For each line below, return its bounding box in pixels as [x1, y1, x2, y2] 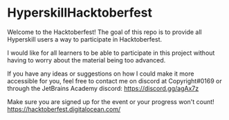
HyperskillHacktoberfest [7, 5, 152, 21]
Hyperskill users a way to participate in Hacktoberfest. [7, 35, 163, 43]
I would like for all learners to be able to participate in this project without [7, 49, 215, 57]
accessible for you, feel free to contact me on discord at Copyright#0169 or [7, 76, 223, 85]
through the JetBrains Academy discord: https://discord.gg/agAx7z [7, 84, 199, 92]
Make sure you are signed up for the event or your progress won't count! [7, 97, 214, 105]
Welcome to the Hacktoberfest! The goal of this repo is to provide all [7, 28, 202, 36]
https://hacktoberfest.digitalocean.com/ [7, 105, 121, 113]
